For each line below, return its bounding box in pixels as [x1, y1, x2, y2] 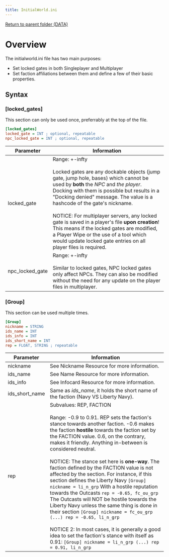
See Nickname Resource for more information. [50, 362, 159, 369]
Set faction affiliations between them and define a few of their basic [12, 70, 153, 76]
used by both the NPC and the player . [52, 180, 142, 188]
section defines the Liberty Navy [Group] [50, 477, 146, 484]
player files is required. [52, 243, 107, 250]
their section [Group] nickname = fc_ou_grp [50, 508, 153, 515]
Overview [5, 39, 47, 50]
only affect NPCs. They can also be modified [52, 270, 158, 277]
